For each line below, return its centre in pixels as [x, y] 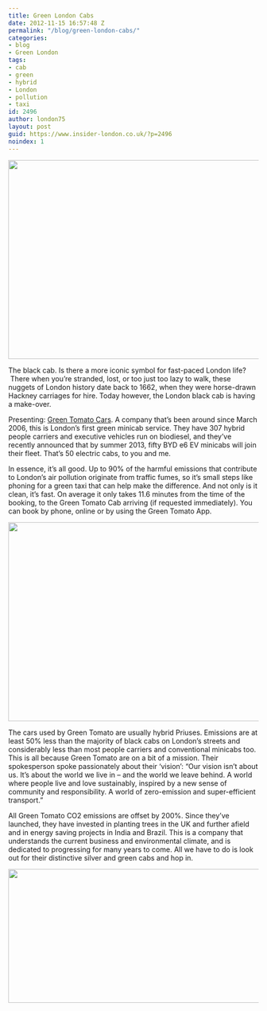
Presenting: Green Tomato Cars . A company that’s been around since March [133, 420]
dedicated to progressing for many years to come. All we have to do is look [131, 849]
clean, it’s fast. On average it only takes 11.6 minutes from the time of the [127, 494]
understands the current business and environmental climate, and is [120, 841]
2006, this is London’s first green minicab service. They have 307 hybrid [126, 427]
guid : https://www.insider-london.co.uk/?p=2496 [90, 134]
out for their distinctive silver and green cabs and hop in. [101, 857]
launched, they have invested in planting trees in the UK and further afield [129, 824]
